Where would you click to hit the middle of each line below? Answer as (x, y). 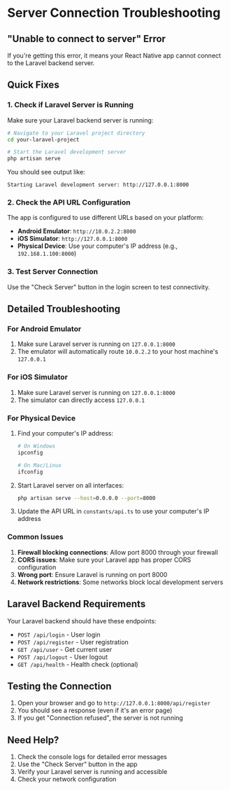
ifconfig (30, 472)
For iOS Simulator (38, 377)
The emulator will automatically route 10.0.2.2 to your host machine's (118, 352)
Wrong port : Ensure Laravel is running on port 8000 (92, 574)
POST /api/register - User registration (73, 642)
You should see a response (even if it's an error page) (95, 711)
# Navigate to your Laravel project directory (76, 133)
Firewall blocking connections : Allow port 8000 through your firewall (117, 552)
